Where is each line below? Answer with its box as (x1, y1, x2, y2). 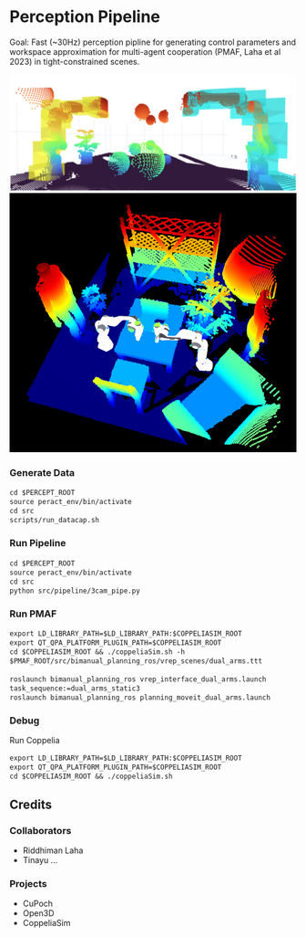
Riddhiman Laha (22, 845, 84, 856)
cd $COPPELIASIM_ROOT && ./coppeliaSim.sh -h (9, 647, 185, 657)
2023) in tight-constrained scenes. (9, 56, 140, 67)
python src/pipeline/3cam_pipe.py (9, 586, 141, 595)
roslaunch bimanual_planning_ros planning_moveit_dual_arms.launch (9, 692, 271, 702)
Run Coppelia (9, 735, 61, 746)
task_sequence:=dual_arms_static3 (9, 683, 141, 693)
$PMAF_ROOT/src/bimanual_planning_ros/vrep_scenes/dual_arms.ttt (9, 656, 262, 666)
